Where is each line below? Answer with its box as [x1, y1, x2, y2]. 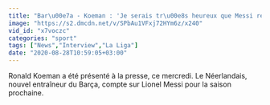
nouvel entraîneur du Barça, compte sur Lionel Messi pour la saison [8, 79, 231, 89]
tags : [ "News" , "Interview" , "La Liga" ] [8, 42, 138, 50]
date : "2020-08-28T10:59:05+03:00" [8, 49, 128, 57]
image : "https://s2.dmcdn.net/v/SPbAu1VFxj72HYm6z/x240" [8, 19, 203, 27]
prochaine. [8, 88, 44, 97]
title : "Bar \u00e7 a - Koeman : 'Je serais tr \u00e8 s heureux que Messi [8, 11, 253, 20]
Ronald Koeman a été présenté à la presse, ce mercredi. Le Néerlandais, [8, 71, 247, 80]
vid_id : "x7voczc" [8, 26, 70, 34]
